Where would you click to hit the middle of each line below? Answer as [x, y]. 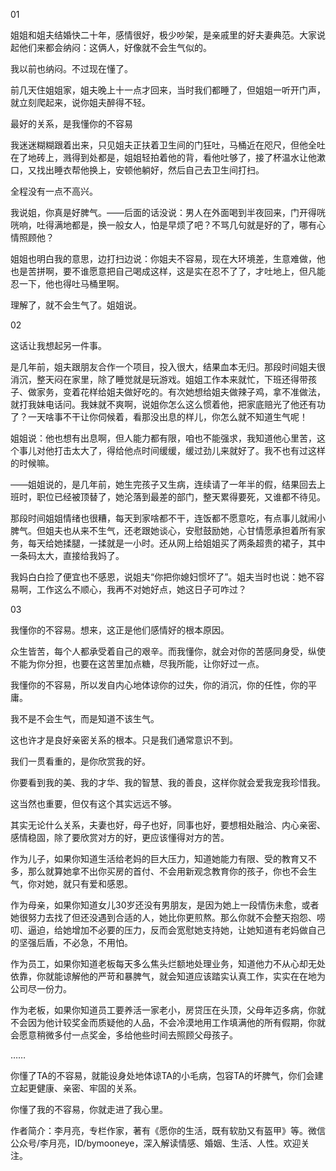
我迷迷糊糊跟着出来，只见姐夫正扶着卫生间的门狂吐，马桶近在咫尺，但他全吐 [168, 145]
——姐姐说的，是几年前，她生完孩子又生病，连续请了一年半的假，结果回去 [163, 484]
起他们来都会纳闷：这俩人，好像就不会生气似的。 [111, 47]
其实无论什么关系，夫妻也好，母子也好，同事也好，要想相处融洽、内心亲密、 [168, 825]
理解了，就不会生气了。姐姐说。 [76, 305]
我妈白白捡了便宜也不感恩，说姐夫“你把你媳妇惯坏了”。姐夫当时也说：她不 [163, 577]
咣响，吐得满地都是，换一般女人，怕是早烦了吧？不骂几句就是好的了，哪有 [163, 225]
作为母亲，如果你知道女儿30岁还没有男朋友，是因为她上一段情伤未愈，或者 [165, 905]
